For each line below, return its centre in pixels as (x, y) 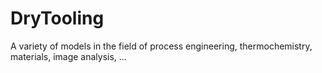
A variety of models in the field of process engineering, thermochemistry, (161, 46)
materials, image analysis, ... (68, 56)
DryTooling (57, 18)
